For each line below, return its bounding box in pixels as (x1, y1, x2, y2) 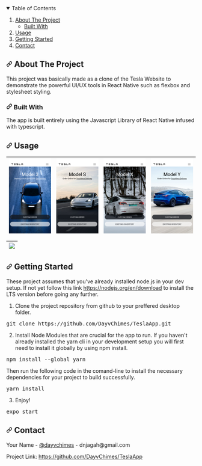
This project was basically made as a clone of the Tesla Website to (6, 75, 171, 82)
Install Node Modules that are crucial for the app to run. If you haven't (14, 331, 188, 339)
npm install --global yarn (6, 356, 86, 363)
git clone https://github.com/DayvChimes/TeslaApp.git (6, 320, 171, 327)
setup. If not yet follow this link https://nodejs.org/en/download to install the (6, 284, 194, 291)
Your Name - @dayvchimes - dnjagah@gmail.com (6, 441, 130, 449)
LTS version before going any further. (6, 290, 99, 298)
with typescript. (6, 123, 45, 130)
